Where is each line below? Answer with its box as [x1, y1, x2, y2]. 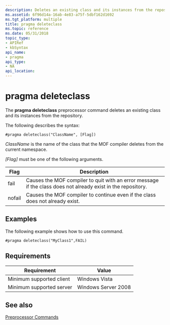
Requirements [5, 252, 51, 261]
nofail [8, 194, 21, 201]
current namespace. [5, 146, 48, 152]
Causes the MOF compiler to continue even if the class [26, 191, 156, 198]
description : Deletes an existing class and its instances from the [5, 7, 153, 13]
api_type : [5, 59, 26, 64]
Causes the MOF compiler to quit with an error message [26, 177, 159, 184]
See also [5, 301, 33, 309]
